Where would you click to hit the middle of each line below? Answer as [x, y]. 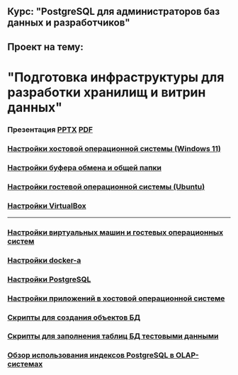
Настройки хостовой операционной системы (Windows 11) [114, 148]
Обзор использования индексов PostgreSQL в [91, 355]
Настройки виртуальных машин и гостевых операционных [115, 232]
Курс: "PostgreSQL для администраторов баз [114, 12]
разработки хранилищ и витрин [107, 92]
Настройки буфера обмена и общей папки [84, 167]
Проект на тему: [45, 46]
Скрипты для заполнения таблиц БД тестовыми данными [113, 336]
